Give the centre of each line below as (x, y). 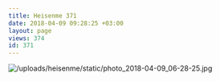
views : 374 (26, 38)
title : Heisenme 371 (43, 16)
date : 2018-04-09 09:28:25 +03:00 (66, 23)
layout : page (30, 30)
